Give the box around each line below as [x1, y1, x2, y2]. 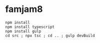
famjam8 [5, 3, 43, 15]
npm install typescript [5, 24, 55, 29]
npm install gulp [5, 28, 41, 33]
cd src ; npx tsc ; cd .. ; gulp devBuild [5, 33, 95, 38]
